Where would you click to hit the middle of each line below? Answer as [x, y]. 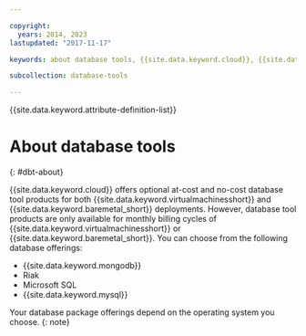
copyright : [30, 26]
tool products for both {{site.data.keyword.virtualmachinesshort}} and [140, 199]
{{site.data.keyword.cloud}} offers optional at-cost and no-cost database [147, 190]
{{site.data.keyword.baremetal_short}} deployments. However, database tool [153, 209]
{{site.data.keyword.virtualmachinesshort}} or [95, 228]
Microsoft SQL [50, 285]
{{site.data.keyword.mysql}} [75, 295]
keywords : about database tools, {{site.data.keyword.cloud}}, [132, 59]
